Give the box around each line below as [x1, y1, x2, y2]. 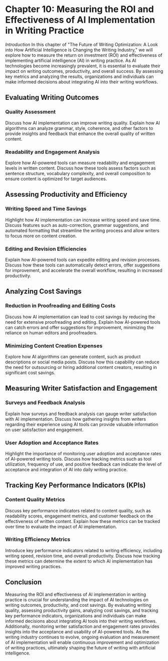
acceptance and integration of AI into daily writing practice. [5, 466, 128, 472]
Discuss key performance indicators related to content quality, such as [5, 507, 151, 513]
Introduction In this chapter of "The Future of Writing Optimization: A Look [5, 41, 158, 47]
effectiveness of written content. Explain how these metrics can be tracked [5, 518, 160, 524]
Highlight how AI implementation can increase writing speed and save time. [5, 217, 161, 223]
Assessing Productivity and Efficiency [5, 190, 127, 199]
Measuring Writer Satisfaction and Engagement [5, 384, 157, 392]
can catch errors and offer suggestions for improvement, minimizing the [5, 324, 154, 330]
